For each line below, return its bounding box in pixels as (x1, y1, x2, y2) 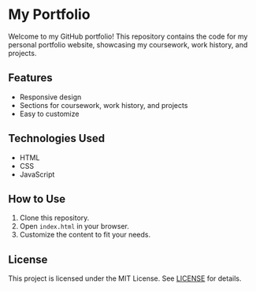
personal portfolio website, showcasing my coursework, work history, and (8, 39, 248, 49)
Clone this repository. (19, 213, 90, 222)
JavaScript (19, 170, 55, 179)
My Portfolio (8, 6, 91, 24)
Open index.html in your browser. (19, 222, 130, 231)
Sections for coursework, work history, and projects (19, 100, 188, 110)
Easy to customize (19, 109, 80, 118)
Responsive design (19, 92, 82, 102)
